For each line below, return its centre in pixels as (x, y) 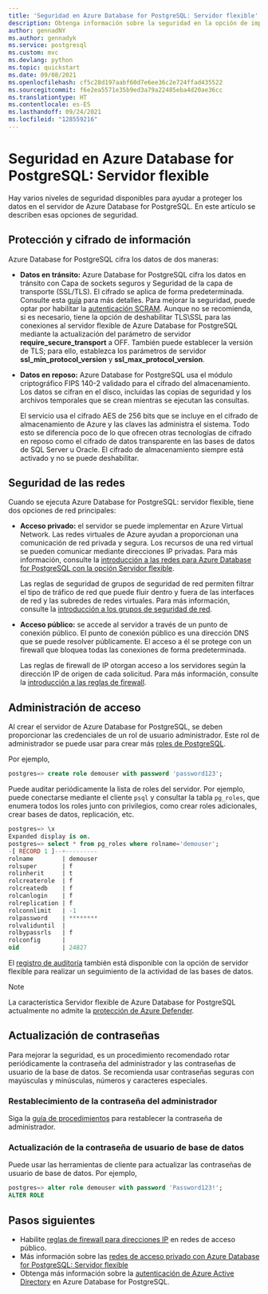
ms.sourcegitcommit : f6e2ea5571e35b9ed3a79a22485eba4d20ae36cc (116, 90)
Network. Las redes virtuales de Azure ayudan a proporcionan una (129, 534)
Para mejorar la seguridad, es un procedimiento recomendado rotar (119, 1055)
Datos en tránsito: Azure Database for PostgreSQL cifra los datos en (133, 274)
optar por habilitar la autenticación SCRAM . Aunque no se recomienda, (136, 309)
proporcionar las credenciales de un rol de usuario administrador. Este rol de (134, 735)
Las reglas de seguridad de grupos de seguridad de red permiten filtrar (137, 584)
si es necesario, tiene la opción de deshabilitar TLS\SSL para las (125, 317)
